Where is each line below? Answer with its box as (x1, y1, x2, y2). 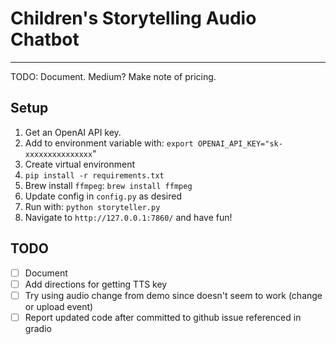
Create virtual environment (24, 158, 136, 170)
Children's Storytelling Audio (10, 7, 257, 30)
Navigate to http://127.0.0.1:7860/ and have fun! (24, 211, 233, 223)
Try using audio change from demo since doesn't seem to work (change (24, 289, 323, 301)
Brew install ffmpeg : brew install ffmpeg (24, 179, 193, 191)
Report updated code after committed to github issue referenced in (24, 311, 302, 323)
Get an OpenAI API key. (24, 126, 122, 138)
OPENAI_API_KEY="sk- (197, 138, 283, 149)
